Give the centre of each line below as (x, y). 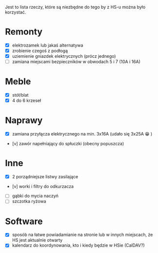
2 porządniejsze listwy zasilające (45, 177)
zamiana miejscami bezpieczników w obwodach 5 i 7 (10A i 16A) (76, 62)
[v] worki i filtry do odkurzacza (43, 186)
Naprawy (24, 120)
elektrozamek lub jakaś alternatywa (48, 45)
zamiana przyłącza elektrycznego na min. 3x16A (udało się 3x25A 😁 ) (82, 134)
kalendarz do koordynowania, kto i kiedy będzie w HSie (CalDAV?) (78, 245)
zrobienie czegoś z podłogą (40, 51)
